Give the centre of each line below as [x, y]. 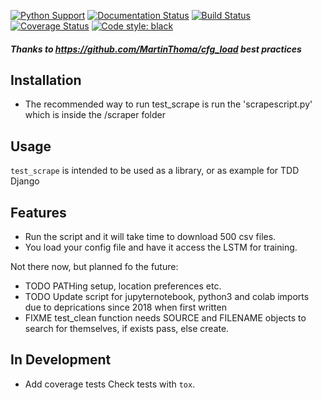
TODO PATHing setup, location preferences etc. [123, 286]
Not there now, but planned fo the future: [94, 267]
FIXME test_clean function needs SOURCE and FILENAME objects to [165, 318]
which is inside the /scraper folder [95, 115]
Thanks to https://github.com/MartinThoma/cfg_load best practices [156, 49]
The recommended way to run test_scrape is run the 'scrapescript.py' [168, 104]
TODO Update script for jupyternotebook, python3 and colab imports [167, 297]
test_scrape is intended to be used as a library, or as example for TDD [155, 171]
